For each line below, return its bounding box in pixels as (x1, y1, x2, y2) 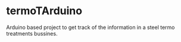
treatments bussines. (6, 30, 58, 37)
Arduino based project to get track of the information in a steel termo (6, 24, 175, 31)
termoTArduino (6, 4, 82, 18)
